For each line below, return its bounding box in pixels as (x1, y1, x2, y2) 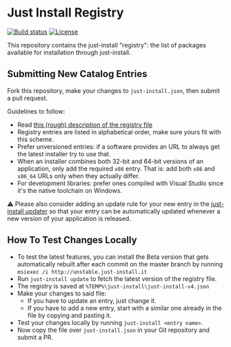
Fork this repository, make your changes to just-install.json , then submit (7, 86, 221, 94)
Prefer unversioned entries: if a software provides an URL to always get (17, 143, 221, 151)
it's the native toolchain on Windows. (17, 186, 123, 194)
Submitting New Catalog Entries (7, 68, 148, 80)
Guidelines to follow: (7, 107, 66, 115)
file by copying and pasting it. (27, 311, 112, 319)
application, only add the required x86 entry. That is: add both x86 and (17, 164, 215, 173)
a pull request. (7, 94, 48, 102)
